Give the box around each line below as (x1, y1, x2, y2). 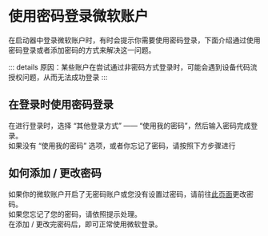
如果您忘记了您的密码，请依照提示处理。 (8, 209, 142, 218)
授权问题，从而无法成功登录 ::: (8, 72, 108, 82)
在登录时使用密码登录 (8, 98, 114, 112)
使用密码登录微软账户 (8, 7, 150, 26)
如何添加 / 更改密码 (8, 166, 102, 180)
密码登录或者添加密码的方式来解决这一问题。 (8, 45, 156, 54)
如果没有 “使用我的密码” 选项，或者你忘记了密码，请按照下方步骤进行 (8, 141, 236, 150)
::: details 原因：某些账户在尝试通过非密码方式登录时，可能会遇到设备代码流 (8, 62, 258, 72)
